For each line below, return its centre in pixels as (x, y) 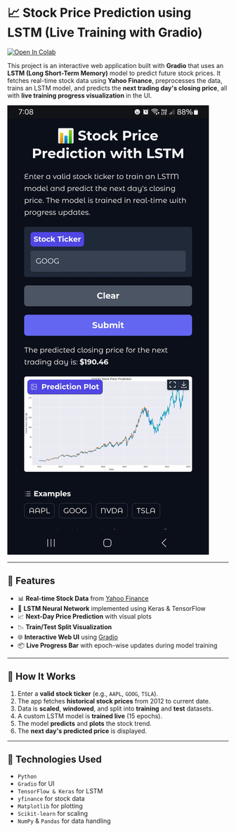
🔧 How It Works (41, 676)
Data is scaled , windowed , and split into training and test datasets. (115, 708)
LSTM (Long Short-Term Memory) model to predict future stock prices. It (114, 73)
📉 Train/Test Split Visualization (65, 627)
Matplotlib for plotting (50, 806)
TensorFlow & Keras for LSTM (60, 791)
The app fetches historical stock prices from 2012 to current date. (114, 701)
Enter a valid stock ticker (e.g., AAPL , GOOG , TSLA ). (88, 693)
